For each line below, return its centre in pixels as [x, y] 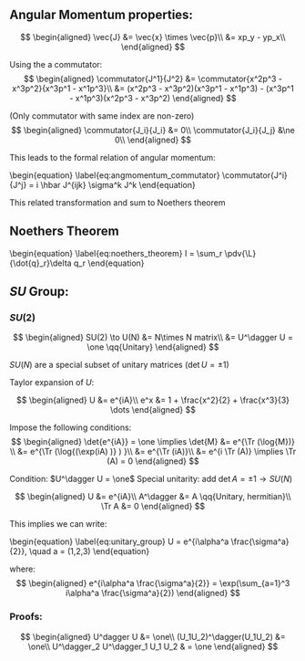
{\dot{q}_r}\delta [41, 263]
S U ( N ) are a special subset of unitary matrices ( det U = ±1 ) [119, 365]
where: [23, 569]
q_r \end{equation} [109, 263]
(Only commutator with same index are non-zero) [102, 115]
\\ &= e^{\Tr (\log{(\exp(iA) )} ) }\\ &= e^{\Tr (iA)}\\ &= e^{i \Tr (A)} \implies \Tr [153, 452]
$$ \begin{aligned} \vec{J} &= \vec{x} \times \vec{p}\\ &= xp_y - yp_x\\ [153, 37]
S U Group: [40, 292]
